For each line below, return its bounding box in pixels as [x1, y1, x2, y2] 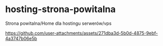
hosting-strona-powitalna [5, 4, 116, 15]
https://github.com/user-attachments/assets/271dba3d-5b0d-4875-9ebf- [5, 30, 158, 36]
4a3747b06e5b [5, 35, 37, 41]
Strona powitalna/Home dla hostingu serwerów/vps [5, 20, 112, 26]
